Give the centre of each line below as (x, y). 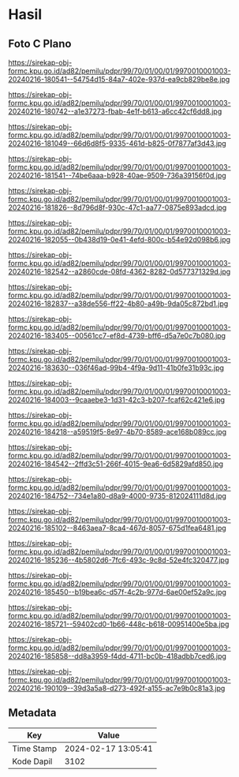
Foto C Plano (40, 44)
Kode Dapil (32, 761)
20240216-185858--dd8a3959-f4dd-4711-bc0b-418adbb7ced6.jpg (118, 656)
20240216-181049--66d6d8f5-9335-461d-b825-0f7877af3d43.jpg (117, 143)
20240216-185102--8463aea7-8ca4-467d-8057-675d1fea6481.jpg (117, 528)
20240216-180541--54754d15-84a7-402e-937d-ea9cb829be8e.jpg (119, 79)
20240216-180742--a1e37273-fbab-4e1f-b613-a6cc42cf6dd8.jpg (115, 111)
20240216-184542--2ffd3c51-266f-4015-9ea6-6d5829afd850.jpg (116, 464)
